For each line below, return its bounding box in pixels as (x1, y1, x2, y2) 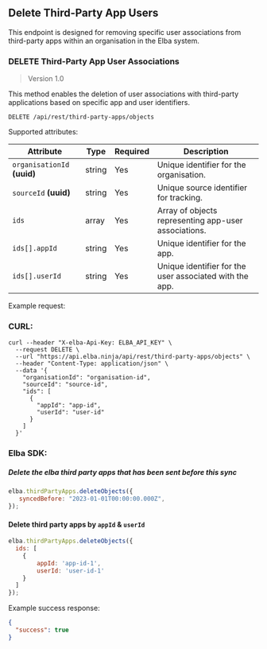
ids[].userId (12, 272, 62, 281)
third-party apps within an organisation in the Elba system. (8, 36, 200, 45)
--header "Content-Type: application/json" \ (15, 359, 169, 368)
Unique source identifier (157, 182, 248, 193)
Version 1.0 (27, 74, 64, 84)
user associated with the (157, 270, 249, 282)
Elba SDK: (8, 448, 48, 459)
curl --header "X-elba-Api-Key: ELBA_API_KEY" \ (8, 339, 172, 347)
